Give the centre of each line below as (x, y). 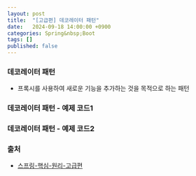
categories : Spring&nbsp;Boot (51, 33)
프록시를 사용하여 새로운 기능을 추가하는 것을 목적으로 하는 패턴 (103, 89)
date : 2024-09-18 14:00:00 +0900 (59, 27)
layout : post (26, 14)
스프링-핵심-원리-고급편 (50, 166)
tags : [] (20, 40)
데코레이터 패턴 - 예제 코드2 (51, 129)
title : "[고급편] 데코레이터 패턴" (53, 20)
